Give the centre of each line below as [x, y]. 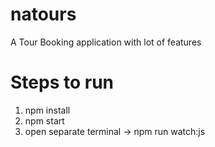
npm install [47, 110]
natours [43, 14]
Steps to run [62, 82]
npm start [44, 120]
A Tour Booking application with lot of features [106, 42]
